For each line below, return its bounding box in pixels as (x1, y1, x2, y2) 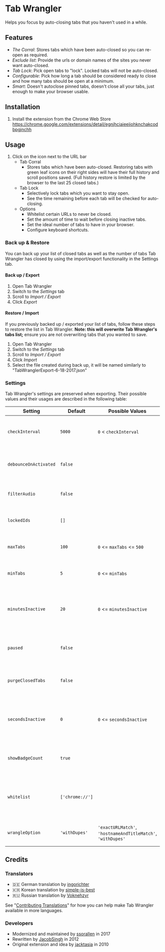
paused (7, 645, 23, 651)
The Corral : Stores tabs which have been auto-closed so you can (12, 46, 144, 52)
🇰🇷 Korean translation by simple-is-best (12, 887, 95, 893)
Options (19, 206, 36, 212)
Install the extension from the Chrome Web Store (12, 116, 111, 122)
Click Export (12, 299, 37, 305)
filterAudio (7, 491, 36, 497)
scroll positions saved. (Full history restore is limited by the (27, 174, 146, 180)
